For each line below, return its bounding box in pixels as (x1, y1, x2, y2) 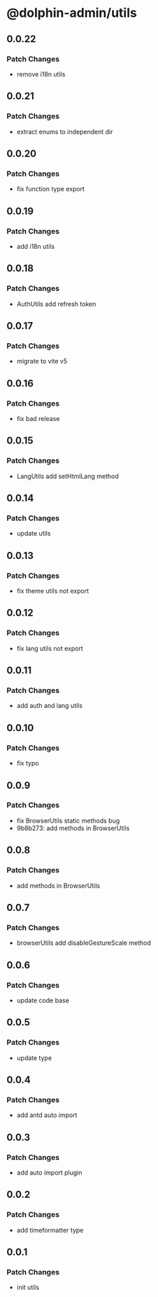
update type (16, 1053, 52, 1062)
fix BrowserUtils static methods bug (16, 816, 120, 825)
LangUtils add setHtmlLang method (16, 472, 120, 480)
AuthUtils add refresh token (16, 299, 96, 308)
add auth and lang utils (16, 702, 83, 710)
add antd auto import (16, 1111, 78, 1119)
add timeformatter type (16, 1225, 84, 1234)
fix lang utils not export (16, 644, 83, 652)
